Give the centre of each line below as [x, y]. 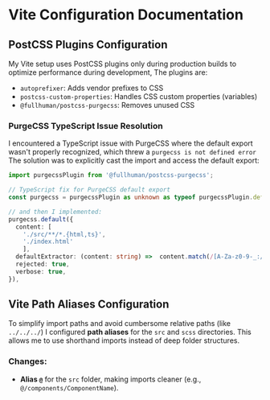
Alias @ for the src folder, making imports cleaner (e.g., [110, 379]
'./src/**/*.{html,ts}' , [64, 234]
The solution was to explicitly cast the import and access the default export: [134, 161]
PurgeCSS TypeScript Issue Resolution [86, 126]
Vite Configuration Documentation [126, 15]
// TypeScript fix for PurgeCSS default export [90, 190]
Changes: [28, 361]
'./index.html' [48, 242]
